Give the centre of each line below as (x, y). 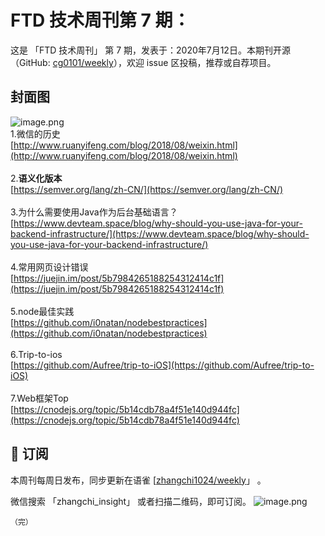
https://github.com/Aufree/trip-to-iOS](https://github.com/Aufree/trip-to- (164, 365)
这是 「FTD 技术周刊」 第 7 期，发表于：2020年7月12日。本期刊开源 (150, 50)
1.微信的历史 (35, 133)
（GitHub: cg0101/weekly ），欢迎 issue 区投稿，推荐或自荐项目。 (143, 62)
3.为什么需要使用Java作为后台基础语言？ (94, 212)
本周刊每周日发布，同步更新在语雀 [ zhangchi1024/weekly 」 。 (138, 480)
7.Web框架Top (39, 398)
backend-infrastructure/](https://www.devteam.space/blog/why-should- (160, 233)
